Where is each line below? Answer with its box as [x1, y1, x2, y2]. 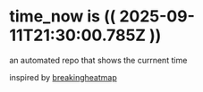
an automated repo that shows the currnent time [9, 54, 188, 65]
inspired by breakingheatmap [9, 71, 118, 82]
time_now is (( [9, 6, 116, 27]
